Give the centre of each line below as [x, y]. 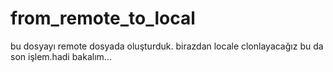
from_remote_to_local [103, 18]
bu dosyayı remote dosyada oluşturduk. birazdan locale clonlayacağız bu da [167, 46]
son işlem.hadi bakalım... [61, 56]
